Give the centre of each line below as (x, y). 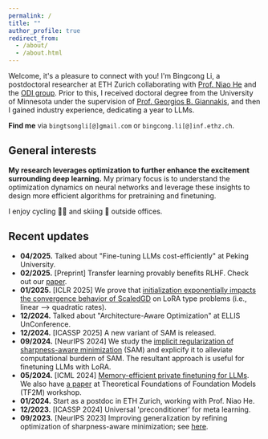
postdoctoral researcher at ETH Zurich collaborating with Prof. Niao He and (132, 84)
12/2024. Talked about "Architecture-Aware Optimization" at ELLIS (130, 315)
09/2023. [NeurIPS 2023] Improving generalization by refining (124, 417)
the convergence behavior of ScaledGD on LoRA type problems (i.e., (133, 299)
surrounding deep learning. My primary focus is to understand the (119, 178)
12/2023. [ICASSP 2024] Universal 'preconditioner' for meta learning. (135, 409)
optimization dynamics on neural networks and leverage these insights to (129, 187)
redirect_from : (34, 38)
